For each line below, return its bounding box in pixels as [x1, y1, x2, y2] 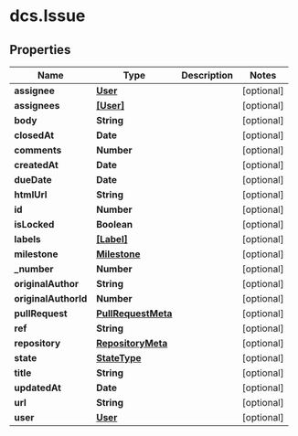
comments [14, 144, 62, 156]
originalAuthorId [14, 292, 88, 304]
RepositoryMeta [95, 337, 168, 349]
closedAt [14, 129, 55, 142]
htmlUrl [14, 188, 48, 201]
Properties [9, 42, 71, 58]
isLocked [14, 218, 55, 230]
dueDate [14, 174, 52, 186]
